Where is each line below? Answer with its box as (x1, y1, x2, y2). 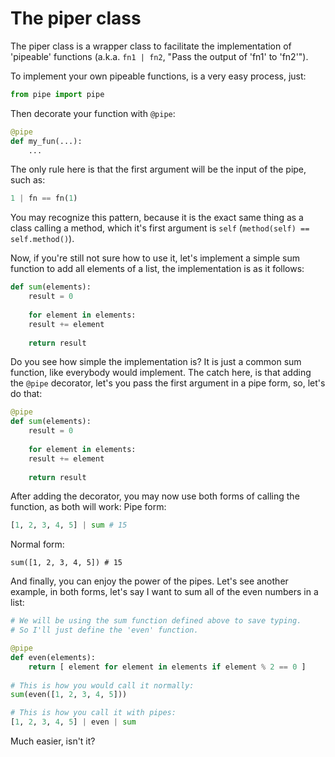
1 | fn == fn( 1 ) (10, 193, 78, 204)
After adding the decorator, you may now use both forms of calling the (10, 490, 300, 502)
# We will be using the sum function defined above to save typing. (10, 616, 302, 626)
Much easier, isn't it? (10, 735, 96, 747)
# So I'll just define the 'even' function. (10, 625, 199, 636)
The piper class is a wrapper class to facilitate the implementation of (10, 40, 292, 52)
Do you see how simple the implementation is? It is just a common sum (10, 356, 302, 368)
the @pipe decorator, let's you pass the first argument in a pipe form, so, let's (10, 377, 326, 389)
